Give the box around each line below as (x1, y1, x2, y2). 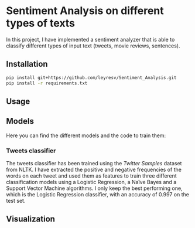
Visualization (6, 214, 56, 224)
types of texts (6, 16, 75, 30)
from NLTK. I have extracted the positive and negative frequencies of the (6, 166, 182, 173)
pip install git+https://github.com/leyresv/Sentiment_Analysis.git (6, 74, 177, 80)
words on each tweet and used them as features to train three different (6, 172, 177, 179)
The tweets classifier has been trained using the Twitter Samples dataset (6, 160, 182, 166)
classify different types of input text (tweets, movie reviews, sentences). (6, 42, 180, 49)
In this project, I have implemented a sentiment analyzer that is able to (6, 36, 175, 43)
